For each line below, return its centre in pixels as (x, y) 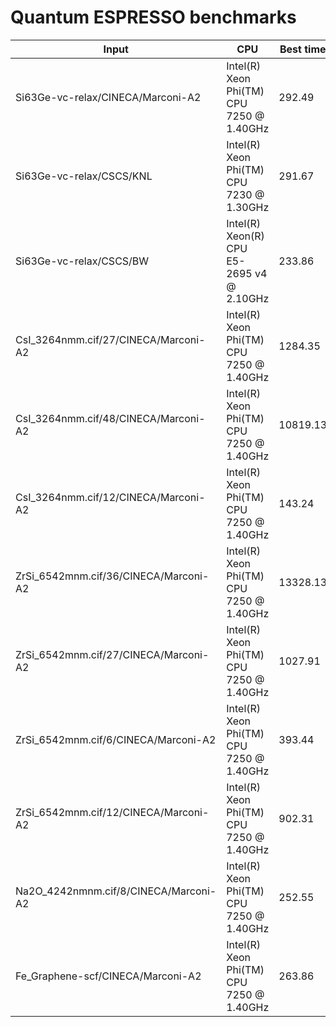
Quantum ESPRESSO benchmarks (153, 17)
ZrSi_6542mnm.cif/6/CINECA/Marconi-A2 (116, 739)
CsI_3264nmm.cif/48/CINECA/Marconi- (110, 418)
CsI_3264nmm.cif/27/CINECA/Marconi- (110, 339)
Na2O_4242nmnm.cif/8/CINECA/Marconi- (116, 891)
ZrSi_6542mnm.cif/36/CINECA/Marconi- (112, 576)
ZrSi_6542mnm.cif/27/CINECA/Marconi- (112, 654)
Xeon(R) (245, 236)
